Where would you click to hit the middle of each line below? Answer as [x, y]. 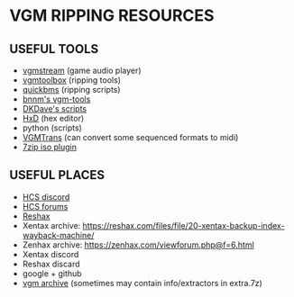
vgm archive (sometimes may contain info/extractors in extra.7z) [142, 283]
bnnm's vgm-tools [56, 99]
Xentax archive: [51, 225]
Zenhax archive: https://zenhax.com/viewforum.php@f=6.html [138, 245]
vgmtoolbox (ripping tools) [72, 80]
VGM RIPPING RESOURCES [112, 16]
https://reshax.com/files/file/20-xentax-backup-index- [184, 225]
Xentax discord [51, 254]
